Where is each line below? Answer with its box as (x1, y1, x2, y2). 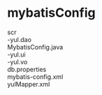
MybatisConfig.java (7, 43, 64, 51)
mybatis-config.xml (7, 72, 64, 81)
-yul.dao (7, 35, 31, 43)
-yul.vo (7, 57, 28, 66)
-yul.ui (7, 50, 26, 59)
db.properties (7, 65, 47, 73)
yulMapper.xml (7, 80, 50, 88)
